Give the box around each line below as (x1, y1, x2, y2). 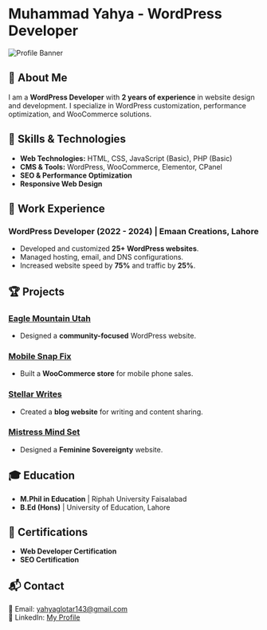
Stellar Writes (8, 389, 62, 400)
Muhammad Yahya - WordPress (8, 5, 222, 23)
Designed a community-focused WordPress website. (19, 331, 197, 340)
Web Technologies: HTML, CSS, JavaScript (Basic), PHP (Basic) (19, 153, 233, 163)
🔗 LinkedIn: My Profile (8, 612, 80, 622)
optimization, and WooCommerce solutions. (8, 109, 152, 119)
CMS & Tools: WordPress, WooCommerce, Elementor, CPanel (19, 162, 223, 171)
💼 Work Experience (8, 202, 105, 215)
